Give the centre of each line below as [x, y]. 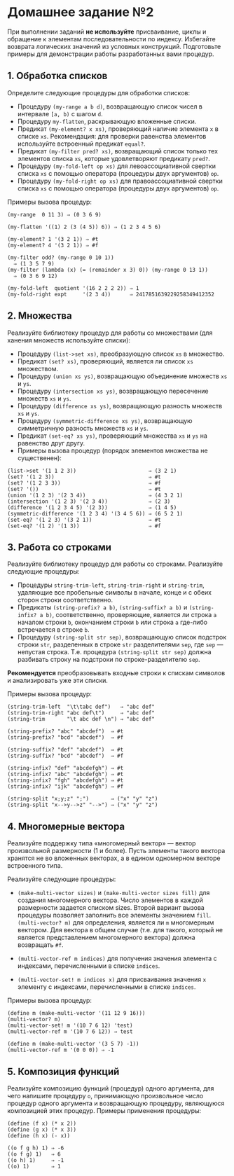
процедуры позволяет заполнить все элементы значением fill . [114, 915]
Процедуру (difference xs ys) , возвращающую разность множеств [120, 406]
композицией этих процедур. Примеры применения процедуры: [104, 1111]
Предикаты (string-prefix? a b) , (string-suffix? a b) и [102, 607]
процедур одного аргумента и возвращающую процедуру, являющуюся [116, 1103]
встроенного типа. [35, 866]
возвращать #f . [40, 945]
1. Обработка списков [57, 76]
